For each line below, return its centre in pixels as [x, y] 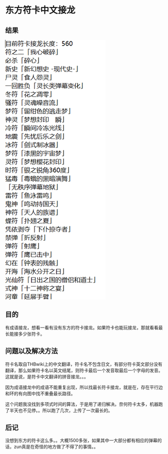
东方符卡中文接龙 [40, 10]
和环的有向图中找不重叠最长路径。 [40, 393]
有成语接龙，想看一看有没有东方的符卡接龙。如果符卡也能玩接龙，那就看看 [82, 327]
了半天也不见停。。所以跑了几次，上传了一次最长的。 [59, 410]
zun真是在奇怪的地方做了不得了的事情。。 [56, 447]
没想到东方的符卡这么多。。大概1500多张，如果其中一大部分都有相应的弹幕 [81, 440]
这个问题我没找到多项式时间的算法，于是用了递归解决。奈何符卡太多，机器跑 [84, 404]
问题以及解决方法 [31, 351]
